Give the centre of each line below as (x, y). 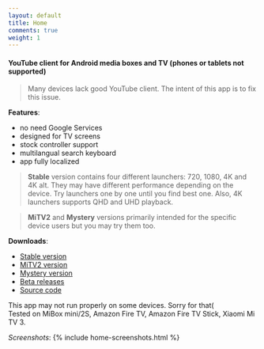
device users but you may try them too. (91, 226)
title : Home (28, 23)
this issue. (44, 97)
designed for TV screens (60, 136)
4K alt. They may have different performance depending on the (130, 185)
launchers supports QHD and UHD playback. (100, 202)
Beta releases (42, 282)
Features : (24, 112)
